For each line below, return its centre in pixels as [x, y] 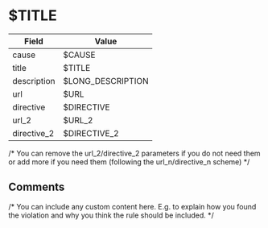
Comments [37, 187]
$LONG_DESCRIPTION [106, 81]
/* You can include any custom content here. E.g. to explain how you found [132, 206]
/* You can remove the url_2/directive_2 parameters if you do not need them [134, 153]
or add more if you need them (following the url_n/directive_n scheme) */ [129, 162]
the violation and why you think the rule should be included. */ [111, 215]
